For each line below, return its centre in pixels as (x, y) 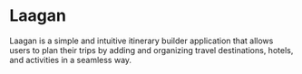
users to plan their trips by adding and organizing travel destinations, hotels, (151, 50)
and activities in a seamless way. (71, 60)
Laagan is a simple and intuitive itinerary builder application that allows (141, 41)
